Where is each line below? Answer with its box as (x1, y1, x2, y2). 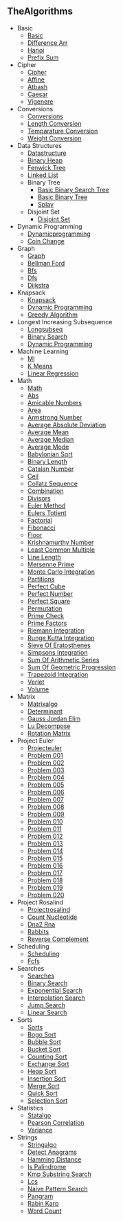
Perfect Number (27, 589, 74, 597)
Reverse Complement (27, 935, 89, 943)
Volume (27, 684, 49, 693)
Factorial (27, 516, 53, 524)
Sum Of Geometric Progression (27, 663, 116, 671)
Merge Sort (27, 1081, 60, 1090)
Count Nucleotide (27, 913, 78, 921)
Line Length (27, 552, 62, 561)
